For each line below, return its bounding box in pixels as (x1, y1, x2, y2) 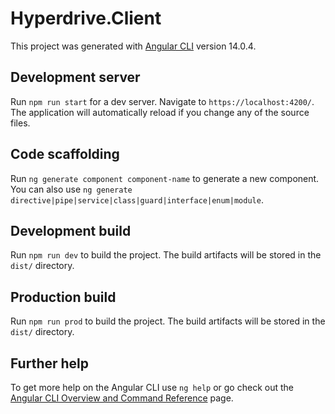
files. (10, 117, 31, 129)
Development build (10, 222, 132, 239)
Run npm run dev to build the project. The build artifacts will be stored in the (10, 249, 322, 261)
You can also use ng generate (10, 183, 133, 195)
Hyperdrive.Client (10, 7, 162, 30)
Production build (10, 288, 117, 306)
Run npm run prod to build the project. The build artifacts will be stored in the (10, 315, 326, 327)
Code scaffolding (10, 146, 120, 163)
